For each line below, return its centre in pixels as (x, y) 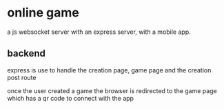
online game (43, 13)
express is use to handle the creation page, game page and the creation (109, 70)
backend (27, 53)
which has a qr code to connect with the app (71, 98)
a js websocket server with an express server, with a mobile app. (99, 32)
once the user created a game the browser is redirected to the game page (112, 90)
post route (22, 77)
